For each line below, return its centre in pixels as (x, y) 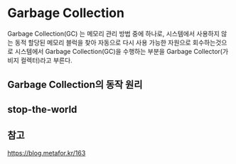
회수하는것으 (210, 42)
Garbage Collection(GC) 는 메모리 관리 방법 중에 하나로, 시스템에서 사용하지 (114, 33)
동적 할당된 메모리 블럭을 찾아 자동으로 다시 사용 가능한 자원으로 (103, 42)
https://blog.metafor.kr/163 (47, 153)
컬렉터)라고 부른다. (46, 60)
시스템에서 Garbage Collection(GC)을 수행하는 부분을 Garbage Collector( (118, 51)
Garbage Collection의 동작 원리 (75, 85)
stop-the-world (42, 109)
